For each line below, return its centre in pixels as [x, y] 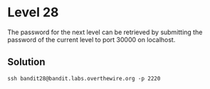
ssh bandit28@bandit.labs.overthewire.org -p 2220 [84, 78]
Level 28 [33, 12]
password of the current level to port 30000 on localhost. [91, 39]
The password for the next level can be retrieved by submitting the [105, 32]
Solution [26, 62]
